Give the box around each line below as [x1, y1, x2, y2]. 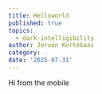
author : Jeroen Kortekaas [8, 41, 94, 49]
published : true [8, 19, 62, 27]
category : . [8, 49, 48, 57]
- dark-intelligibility [15, 33, 94, 42]
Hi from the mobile [8, 77, 69, 88]
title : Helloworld [8, 11, 69, 20]
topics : [8, 26, 34, 34]
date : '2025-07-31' [8, 57, 73, 65]
